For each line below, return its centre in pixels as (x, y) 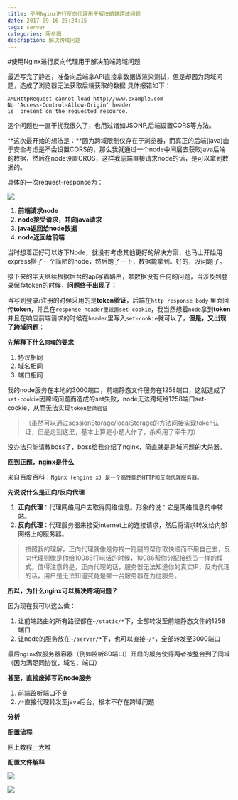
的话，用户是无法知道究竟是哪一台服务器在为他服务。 (103, 575)
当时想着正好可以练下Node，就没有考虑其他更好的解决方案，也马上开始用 (115, 252)
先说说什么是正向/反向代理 (46, 492)
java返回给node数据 (47, 229)
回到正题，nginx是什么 (41, 462)
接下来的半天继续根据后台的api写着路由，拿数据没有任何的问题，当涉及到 (114, 276)
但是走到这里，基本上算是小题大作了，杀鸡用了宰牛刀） (118, 432)
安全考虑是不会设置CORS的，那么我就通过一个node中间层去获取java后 (117, 149)
